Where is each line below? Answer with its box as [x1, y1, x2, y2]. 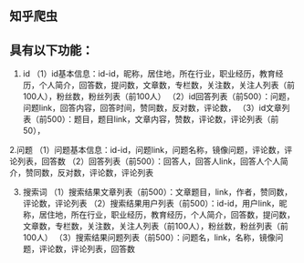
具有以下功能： [9, 42, 94, 57]
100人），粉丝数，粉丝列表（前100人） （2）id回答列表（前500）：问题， [22, 91, 295, 102]
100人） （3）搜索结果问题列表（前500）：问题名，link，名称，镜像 [22, 232, 276, 243]
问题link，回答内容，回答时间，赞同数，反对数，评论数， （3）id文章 [22, 103, 283, 114]
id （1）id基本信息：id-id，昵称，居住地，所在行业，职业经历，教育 [22, 68, 276, 79]
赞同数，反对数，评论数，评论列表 [25, 167, 153, 178]
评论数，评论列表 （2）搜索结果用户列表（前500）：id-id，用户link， [22, 198, 280, 209]
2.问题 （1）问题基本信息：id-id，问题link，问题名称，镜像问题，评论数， [9, 145, 285, 156]
